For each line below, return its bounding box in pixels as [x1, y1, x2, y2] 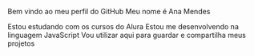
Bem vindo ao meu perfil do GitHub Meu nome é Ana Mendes [7, 7, 211, 16]
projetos [7, 39, 35, 48]
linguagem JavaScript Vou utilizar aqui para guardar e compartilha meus [7, 31, 246, 39]
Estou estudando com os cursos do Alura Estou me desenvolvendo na [7, 22, 240, 31]
